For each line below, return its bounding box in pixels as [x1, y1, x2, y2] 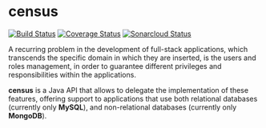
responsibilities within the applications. [8, 70, 136, 79]
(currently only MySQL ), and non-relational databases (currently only [8, 102, 237, 112]
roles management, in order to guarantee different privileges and [8, 61, 222, 70]
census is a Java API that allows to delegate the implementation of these [8, 85, 249, 94]
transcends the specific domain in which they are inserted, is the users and [8, 53, 256, 62]
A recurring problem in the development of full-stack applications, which [8, 44, 248, 54]
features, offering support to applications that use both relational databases [8, 94, 258, 103]
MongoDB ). [8, 110, 47, 120]
